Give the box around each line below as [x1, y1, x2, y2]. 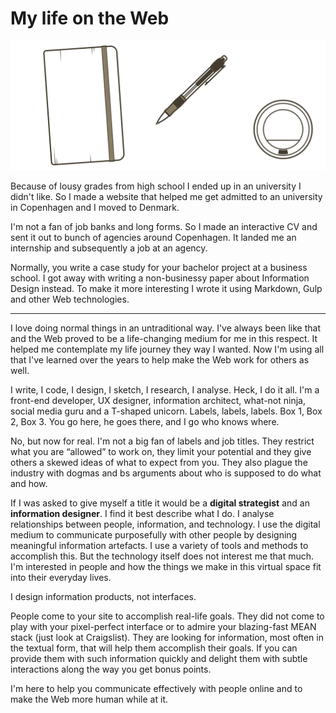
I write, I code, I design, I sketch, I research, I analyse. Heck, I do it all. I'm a [10, 383, 320, 396]
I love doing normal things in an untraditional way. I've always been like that [10, 322, 322, 334]
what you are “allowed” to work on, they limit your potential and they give [10, 445, 312, 457]
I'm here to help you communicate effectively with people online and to [10, 682, 303, 694]
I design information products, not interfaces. [10, 590, 197, 602]
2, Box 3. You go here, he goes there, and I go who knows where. [10, 415, 280, 427]
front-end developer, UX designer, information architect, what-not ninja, [10, 394, 306, 406]
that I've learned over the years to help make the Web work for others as [10, 353, 310, 366]
